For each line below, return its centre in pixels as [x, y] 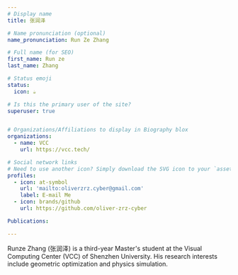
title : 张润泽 [27, 21]
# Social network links [42, 162]
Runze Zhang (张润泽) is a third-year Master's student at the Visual [105, 248]
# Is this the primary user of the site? [69, 104]
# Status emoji [30, 78]
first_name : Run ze [36, 59]
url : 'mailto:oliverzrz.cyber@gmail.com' [82, 189]
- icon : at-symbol [41, 182]
